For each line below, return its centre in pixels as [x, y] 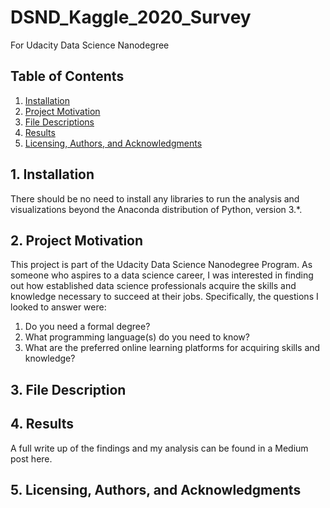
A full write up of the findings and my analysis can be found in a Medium [159, 448]
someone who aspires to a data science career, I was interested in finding [162, 275]
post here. [31, 458]
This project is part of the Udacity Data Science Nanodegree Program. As [161, 265]
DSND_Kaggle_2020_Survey [131, 17]
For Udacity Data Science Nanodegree [90, 45]
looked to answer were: [58, 307]
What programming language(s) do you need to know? [137, 337]
